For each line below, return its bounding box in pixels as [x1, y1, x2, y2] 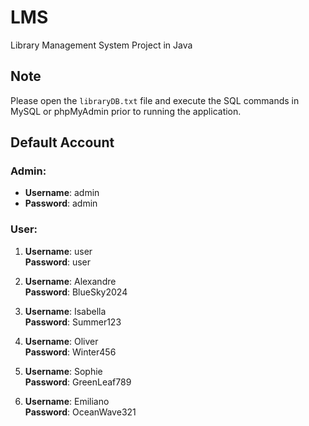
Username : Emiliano [24, 395, 110, 407]
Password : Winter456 [24, 346, 117, 358]
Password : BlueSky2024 [24, 286, 128, 298]
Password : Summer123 [24, 316, 122, 328]
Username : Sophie [24, 365, 103, 377]
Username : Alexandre [24, 275, 117, 287]
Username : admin [24, 187, 100, 199]
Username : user [24, 245, 93, 257]
